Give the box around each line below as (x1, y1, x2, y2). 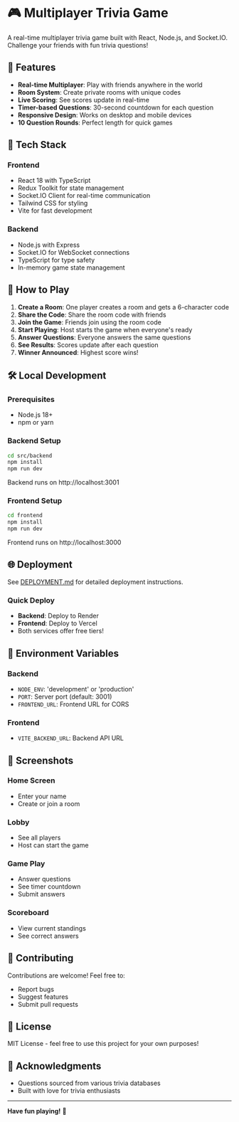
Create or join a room (17, 799, 80, 808)
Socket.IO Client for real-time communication (17, 191, 151, 200)
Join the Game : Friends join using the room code (17, 317, 161, 327)
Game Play (7, 859, 46, 869)
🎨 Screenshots (7, 754, 74, 766)
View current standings (17, 923, 87, 932)
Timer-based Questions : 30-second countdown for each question (17, 103, 214, 112)
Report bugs (17, 985, 55, 993)
